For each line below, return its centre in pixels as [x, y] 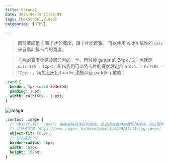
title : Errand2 [21, 10]
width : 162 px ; [24, 147]
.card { [13, 82]
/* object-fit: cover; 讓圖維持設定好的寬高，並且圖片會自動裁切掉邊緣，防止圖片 [87, 124]
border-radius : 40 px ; [32, 143]
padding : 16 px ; [26, 91]
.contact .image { [24, 119]
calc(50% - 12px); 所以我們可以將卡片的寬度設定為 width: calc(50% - [90, 66]
